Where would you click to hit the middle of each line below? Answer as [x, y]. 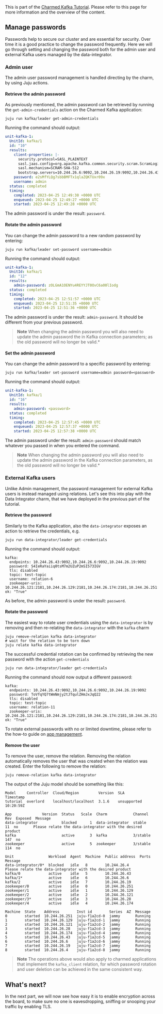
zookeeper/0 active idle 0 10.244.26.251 [69, 886]
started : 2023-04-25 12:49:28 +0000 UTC [55, 204]
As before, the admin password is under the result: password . [65, 600]
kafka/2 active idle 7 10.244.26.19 [68, 882]
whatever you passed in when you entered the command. [63, 446]
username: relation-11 [32, 707]
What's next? [26, 985]
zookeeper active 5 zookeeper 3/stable [78, 844]
